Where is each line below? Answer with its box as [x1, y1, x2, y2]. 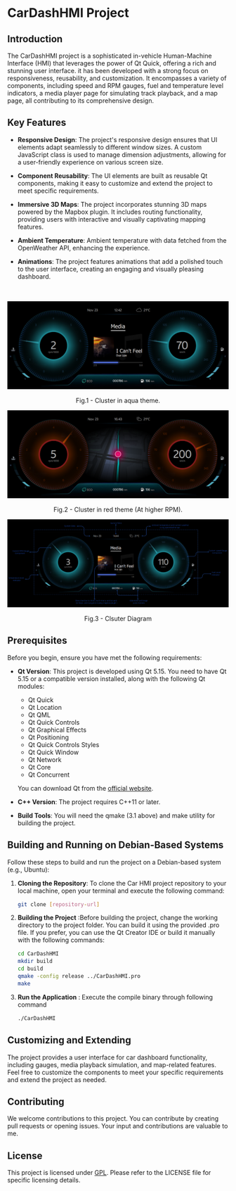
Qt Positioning [27, 733, 69, 741]
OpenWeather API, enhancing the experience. [17, 243, 150, 252]
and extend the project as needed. [7, 1075, 107, 1084]
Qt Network [27, 755, 62, 764]
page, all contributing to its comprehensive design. [7, 96, 155, 105]
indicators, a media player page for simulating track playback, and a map [7, 89, 218, 97]
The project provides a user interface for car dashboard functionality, [7, 1053, 208, 1062]
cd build [17, 965, 44, 972]
